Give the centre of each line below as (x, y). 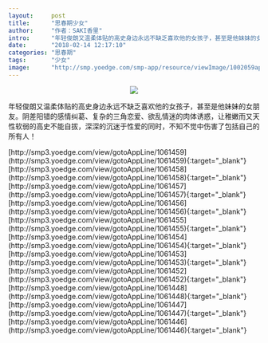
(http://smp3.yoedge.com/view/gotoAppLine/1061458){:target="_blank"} (128, 177)
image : (19, 68)
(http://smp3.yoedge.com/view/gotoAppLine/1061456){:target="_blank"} (128, 211)
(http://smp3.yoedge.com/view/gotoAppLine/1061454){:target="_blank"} (128, 245)
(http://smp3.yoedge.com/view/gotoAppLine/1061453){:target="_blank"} (128, 262)
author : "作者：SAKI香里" (55, 30)
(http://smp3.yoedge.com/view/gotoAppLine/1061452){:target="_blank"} (128, 279)
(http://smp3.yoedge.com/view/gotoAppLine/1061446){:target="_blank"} (128, 330)
